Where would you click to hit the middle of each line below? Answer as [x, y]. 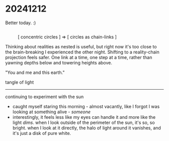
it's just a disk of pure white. [42, 133]
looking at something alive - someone [52, 112]
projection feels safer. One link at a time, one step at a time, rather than [79, 57]
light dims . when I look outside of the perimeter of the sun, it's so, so [83, 122]
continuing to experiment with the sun [45, 97]
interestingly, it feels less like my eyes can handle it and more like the [84, 117]
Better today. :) [21, 23]
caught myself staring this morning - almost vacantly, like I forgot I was [86, 106]
